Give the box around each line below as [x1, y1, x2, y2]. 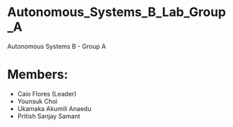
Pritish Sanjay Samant [17, 112, 80, 120]
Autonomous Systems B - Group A [7, 42, 106, 50]
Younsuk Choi [17, 97, 58, 105]
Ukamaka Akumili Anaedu [17, 104, 92, 112]
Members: [7, 67, 68, 82]
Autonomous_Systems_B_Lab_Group [7, 4, 227, 20]
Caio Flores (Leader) [17, 89, 77, 98]
